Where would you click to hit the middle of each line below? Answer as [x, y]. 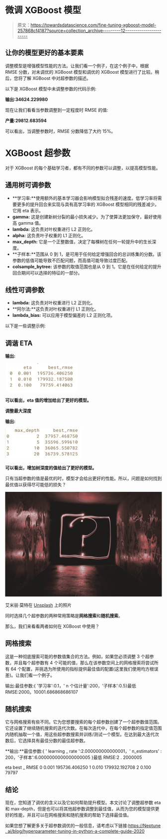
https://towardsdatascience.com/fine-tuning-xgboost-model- [93, 25]
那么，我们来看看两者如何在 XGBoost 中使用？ [52, 626]
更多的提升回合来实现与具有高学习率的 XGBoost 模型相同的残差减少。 [88, 204]
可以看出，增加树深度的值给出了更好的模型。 [51, 468]
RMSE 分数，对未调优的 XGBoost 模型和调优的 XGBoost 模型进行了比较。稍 [82, 72]
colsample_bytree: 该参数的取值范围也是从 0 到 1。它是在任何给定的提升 [87, 267]
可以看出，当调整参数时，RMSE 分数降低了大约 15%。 [60, 131]
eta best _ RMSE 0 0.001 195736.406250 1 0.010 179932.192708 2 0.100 [78, 767]
